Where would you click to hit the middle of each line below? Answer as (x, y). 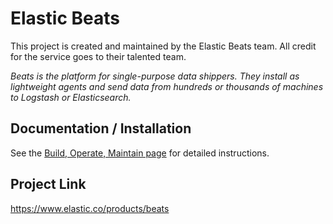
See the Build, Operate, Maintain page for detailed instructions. (140, 153)
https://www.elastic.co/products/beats (90, 208)
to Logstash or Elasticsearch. (71, 97)
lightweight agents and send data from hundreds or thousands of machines (167, 86)
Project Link (48, 184)
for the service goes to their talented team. (98, 56)
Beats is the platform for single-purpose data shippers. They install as (155, 76)
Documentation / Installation (101, 128)
